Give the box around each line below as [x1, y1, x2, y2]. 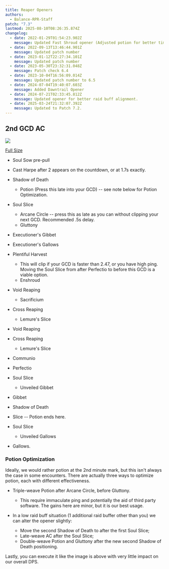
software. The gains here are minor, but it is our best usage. [20, 502, 144, 509]
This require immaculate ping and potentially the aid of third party [20, 497, 156, 503]
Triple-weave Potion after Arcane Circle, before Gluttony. [12, 487, 131, 494]
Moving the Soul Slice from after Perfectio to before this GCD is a [20, 266, 155, 272]
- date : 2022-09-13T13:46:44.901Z [10, 45, 82, 50]
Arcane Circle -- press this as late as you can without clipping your [20, 211, 158, 217]
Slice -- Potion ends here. [12, 414, 66, 420]
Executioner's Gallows [12, 241, 59, 247]
